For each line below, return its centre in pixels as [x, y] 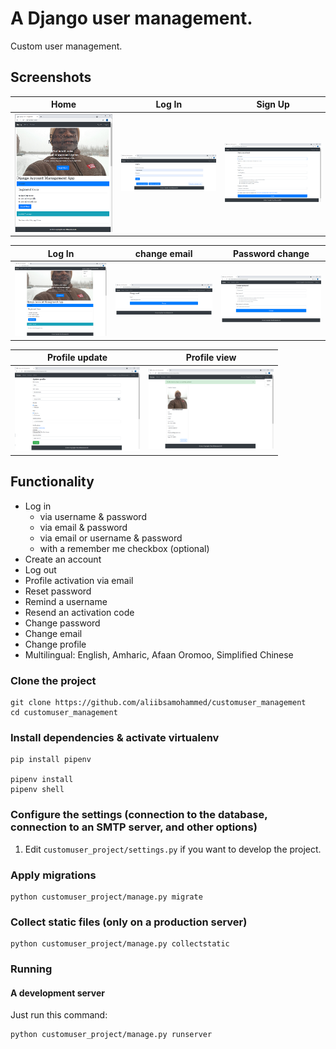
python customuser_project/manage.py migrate [106, 897]
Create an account [63, 559]
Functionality [52, 482]
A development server [57, 993]
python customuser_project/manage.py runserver [111, 1035]
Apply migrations [53, 875]
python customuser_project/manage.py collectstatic [120, 944]
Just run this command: [59, 1015]
